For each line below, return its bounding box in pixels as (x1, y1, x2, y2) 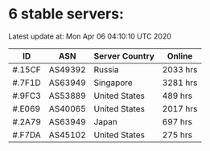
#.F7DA (12, 129, 42, 141)
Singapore (93, 77, 133, 88)
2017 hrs (162, 103, 198, 114)
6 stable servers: (8, 5, 125, 23)
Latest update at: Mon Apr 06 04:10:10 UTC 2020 (8, 31, 171, 41)
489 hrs (162, 90, 193, 101)
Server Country (93, 50, 155, 61)
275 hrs (162, 129, 193, 141)
